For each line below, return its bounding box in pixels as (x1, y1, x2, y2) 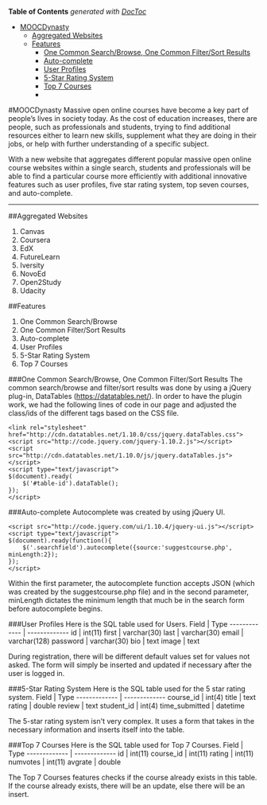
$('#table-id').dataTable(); (22, 479, 119, 487)
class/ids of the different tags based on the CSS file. (8, 408, 180, 417)
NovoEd (19, 269, 46, 278)
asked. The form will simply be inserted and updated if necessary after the (8, 660, 253, 670)
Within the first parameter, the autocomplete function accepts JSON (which (8, 579, 256, 588)
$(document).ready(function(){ (8, 537, 112, 545)
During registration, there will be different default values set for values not (8, 652, 250, 661)
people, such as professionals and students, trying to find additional (8, 123, 230, 131)
